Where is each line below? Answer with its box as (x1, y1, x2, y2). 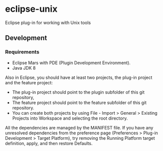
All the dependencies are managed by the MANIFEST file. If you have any (5, 125, 154, 130)
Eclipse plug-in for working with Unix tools (5, 20, 91, 25)
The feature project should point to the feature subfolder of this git (12, 100, 147, 105)
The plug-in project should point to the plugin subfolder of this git (12, 89, 145, 95)
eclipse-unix (5, 3, 58, 15)
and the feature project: (5, 79, 53, 85)
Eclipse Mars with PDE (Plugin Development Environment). (12, 60, 131, 66)
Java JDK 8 (12, 65, 36, 71)
